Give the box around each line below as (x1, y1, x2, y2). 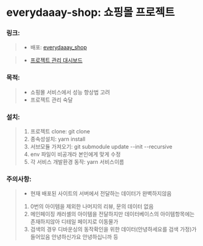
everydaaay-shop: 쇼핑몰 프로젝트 (6, 5, 175, 19)
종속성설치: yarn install (30, 135, 86, 143)
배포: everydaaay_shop (30, 44, 87, 51)
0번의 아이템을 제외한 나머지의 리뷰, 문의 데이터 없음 (30, 203, 154, 210)
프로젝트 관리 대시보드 (30, 57, 83, 64)
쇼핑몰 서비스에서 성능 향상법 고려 (30, 88, 111, 96)
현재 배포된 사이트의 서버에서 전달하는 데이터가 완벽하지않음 (30, 190, 172, 197)
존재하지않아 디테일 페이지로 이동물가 (30, 218, 119, 225)
